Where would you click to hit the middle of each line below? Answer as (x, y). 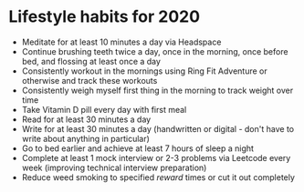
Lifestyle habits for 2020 (105, 17)
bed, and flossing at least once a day (91, 61)
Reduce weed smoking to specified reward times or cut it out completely (158, 177)
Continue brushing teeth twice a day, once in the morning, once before (155, 51)
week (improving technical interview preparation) (114, 167)
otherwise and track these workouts (89, 80)
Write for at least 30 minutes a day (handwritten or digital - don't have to (157, 128)
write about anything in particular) (85, 138)
